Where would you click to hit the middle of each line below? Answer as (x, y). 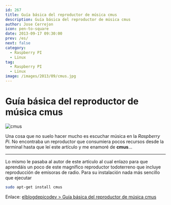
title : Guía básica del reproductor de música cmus (61, 15)
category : (16, 48)
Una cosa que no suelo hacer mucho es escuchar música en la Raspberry (83, 136)
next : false (18, 43)
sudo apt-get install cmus (34, 187)
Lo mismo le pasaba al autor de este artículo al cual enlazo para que (77, 161)
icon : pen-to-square (27, 29)
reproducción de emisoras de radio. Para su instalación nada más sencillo (83, 172)
